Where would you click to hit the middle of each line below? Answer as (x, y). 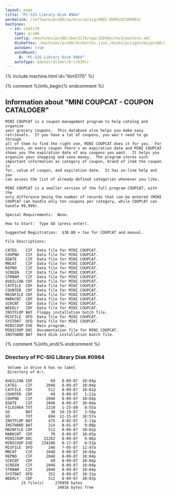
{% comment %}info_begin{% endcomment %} (55, 86)
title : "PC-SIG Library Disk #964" (43, 15)
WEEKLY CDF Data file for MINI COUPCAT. (52, 308)
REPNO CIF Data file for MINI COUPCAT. (52, 268)
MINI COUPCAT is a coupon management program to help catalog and (77, 122)
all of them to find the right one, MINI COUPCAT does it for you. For (83, 144)
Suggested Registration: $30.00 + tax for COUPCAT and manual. (74, 233)
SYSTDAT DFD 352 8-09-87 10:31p (51, 474)
